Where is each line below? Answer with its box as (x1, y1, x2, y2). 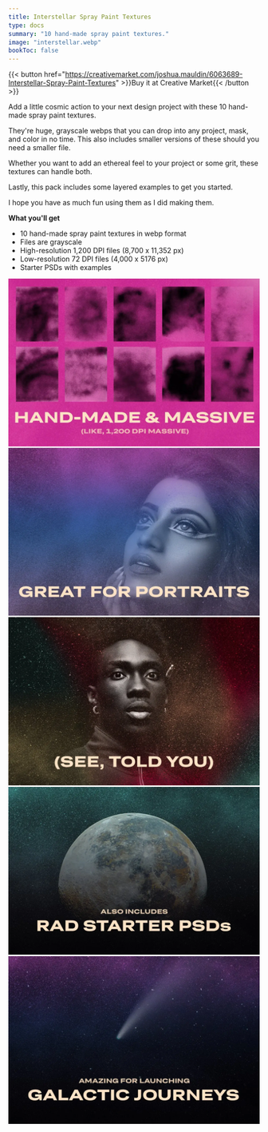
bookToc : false (8, 46, 59, 55)
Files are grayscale (19, 237, 82, 247)
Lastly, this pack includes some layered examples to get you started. (8, 182, 234, 192)
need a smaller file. (8, 143, 71, 153)
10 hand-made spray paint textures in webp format (19, 228, 187, 239)
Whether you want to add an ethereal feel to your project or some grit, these (8, 158, 259, 168)
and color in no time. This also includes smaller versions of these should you (8, 134, 259, 144)
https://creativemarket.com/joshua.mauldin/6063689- (65, 70, 243, 79)
